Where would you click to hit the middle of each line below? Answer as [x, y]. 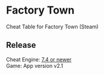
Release [21, 45]
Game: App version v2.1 [35, 66]
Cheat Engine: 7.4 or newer [39, 59]
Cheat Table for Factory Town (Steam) [52, 27]
